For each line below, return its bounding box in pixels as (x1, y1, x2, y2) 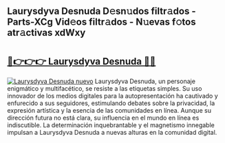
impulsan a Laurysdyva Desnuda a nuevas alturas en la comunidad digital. (7, 129, 217, 136)
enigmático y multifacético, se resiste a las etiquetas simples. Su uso (7, 85, 202, 92)
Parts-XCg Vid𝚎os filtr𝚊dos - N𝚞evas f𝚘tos (7, 16, 196, 28)
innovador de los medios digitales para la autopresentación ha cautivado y (7, 92, 218, 100)
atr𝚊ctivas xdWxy (7, 27, 86, 38)
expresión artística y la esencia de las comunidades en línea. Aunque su (7, 107, 212, 114)
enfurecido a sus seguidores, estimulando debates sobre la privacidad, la (7, 99, 215, 107)
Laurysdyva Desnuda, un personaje (94, 77, 196, 85)
